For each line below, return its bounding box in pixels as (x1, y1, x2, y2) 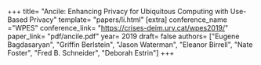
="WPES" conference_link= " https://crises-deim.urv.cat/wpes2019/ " (7, 23, 229, 32)
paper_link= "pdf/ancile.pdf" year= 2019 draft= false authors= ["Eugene (7, 31, 240, 41)
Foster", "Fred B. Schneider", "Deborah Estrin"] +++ (7, 49, 175, 57)
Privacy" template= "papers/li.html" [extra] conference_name (29, 15, 228, 24)
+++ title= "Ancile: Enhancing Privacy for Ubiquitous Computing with (7, 7, 229, 16)
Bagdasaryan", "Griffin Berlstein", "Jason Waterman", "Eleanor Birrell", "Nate (7, 40, 253, 49)
